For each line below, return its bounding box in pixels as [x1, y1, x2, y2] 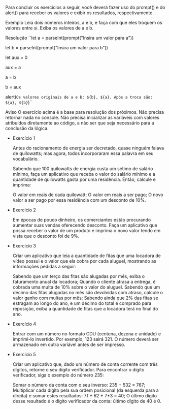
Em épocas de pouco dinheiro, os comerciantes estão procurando [12, 217, 151, 223]
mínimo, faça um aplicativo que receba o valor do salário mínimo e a [12, 171, 156, 177]
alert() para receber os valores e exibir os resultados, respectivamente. [5, 10, 154, 16]
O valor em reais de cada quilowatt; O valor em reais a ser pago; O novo [12, 192, 163, 198]
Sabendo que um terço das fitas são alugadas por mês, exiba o [12, 273, 145, 279]
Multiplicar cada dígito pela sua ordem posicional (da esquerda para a [12, 387, 159, 393]
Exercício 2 [12, 207, 37, 213]
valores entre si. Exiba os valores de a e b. [5, 25, 94, 31]
